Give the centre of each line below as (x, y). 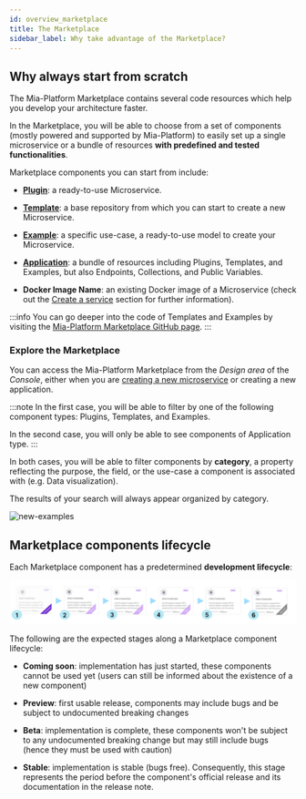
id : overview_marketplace (58, 19)
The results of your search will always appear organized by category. (139, 499)
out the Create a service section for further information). (128, 300)
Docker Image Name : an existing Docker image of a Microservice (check (159, 290)
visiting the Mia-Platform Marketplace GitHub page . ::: (111, 327)
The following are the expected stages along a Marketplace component (143, 639)
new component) (55, 686)
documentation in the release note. (88, 787)
